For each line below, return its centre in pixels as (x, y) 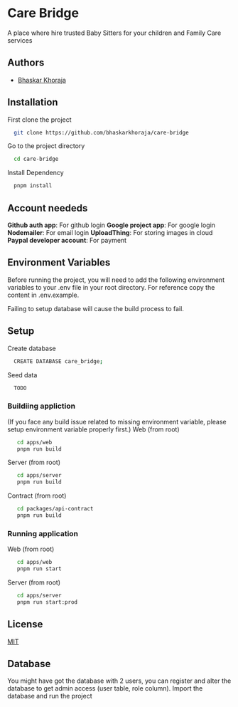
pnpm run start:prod (47, 602)
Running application (43, 533)
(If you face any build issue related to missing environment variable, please (117, 421)
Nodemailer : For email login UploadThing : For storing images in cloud (110, 232)
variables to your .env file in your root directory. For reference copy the (111, 287)
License (25, 624)
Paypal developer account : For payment (67, 240)
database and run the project (50, 696)
